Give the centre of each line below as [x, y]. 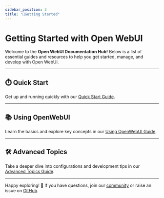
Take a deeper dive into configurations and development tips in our [72, 166]
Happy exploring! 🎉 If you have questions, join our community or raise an [78, 185]
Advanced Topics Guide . [30, 171]
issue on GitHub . [22, 190]
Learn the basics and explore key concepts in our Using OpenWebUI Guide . [81, 132]
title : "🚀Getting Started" [32, 14]
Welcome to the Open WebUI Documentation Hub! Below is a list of [73, 52]
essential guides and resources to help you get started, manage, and [74, 57]
